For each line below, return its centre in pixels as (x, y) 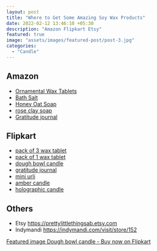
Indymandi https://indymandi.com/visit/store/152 (76, 230)
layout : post (23, 12)
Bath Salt (26, 97)
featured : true (26, 35)
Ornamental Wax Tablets (46, 91)
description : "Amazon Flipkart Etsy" (54, 29)
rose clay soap (33, 110)
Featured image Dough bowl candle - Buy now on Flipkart (78, 242)
